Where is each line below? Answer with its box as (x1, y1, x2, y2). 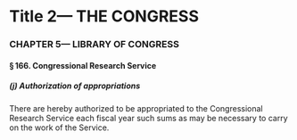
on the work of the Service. (9, 122, 110, 133)
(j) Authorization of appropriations (9, 80, 141, 91)
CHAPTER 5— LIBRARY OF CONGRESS (9, 38, 180, 51)
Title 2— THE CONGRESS (9, 6, 199, 27)
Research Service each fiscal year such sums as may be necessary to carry (9, 112, 288, 123)
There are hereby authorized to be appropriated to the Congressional (9, 103, 263, 113)
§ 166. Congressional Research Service (9, 60, 157, 70)
